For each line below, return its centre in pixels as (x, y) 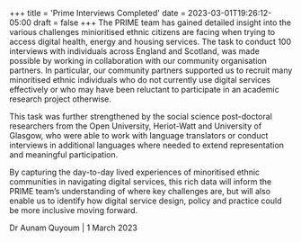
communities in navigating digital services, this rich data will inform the (141, 182)
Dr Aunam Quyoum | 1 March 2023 (73, 228)
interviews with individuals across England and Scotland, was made (135, 51)
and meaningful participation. (64, 155)
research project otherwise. (61, 99)
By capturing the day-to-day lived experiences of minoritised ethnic (135, 172)
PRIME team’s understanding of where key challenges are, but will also (140, 191)
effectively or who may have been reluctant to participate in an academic (145, 90)
